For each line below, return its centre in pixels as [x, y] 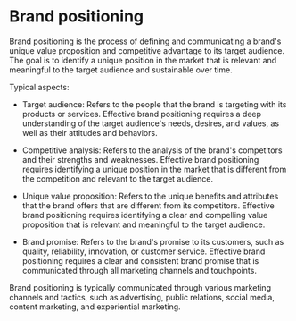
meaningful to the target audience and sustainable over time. [121, 70]
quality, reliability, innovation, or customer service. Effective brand [144, 251]
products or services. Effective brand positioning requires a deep [141, 114]
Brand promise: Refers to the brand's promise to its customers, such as [153, 241]
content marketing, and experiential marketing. [95, 307]
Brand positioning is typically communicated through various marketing [140, 287]
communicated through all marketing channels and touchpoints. [139, 270]
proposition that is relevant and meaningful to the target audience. [144, 224]
